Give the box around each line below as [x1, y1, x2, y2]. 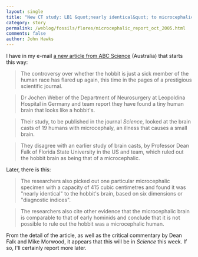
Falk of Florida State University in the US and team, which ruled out [20, 148, 184, 155]
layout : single [6, 8, 44, 15]
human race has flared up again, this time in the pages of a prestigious [20, 76, 192, 83]
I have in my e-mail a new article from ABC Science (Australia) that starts [6, 53, 183, 59]
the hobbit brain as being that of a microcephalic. [20, 155, 140, 161]
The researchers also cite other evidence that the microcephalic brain [20, 208, 190, 214]
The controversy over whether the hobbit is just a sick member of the [20, 70, 189, 77]
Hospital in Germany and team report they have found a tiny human [20, 100, 184, 107]
